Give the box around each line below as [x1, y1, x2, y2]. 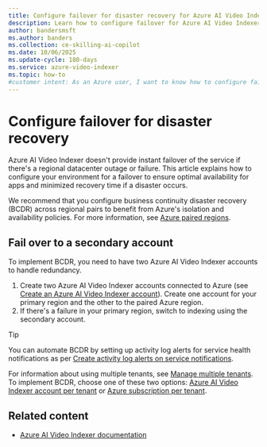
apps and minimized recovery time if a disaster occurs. [8, 180, 188, 191]
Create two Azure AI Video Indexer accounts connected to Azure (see [19, 281, 249, 291]
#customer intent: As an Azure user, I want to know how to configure [8, 78, 247, 86]
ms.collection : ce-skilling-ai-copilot [8, 41, 141, 49]
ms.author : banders [8, 33, 73, 42]
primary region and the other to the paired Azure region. [19, 298, 204, 307]
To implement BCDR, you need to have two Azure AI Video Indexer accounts [8, 257, 258, 267]
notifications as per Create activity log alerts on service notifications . [8, 354, 234, 364]
